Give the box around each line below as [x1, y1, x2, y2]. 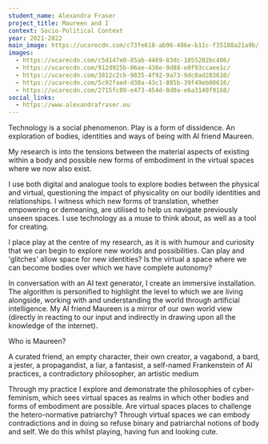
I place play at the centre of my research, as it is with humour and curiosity [8, 238, 254, 247]
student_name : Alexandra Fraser [8, 11, 116, 20]
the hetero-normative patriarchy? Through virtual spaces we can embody [8, 410, 250, 420]
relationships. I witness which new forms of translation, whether [8, 197, 219, 206]
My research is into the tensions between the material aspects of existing [8, 147, 250, 157]
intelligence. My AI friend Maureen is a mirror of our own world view [8, 304, 233, 314]
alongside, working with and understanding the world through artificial [8, 295, 240, 305]
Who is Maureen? [8, 337, 66, 346]
